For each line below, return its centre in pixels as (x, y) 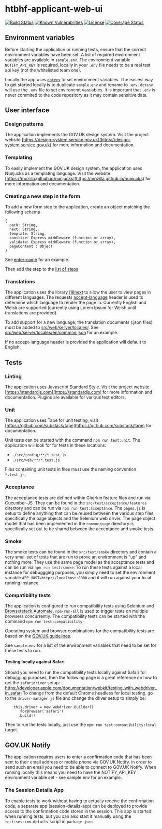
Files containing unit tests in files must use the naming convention (71, 469)
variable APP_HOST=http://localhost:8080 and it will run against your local (78, 577)
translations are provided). (31, 313)
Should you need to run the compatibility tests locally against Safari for (76, 673)
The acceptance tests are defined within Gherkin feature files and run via (78, 498)
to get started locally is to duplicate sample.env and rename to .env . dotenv (79, 85)
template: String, (28, 234)
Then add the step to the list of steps (42, 269)
